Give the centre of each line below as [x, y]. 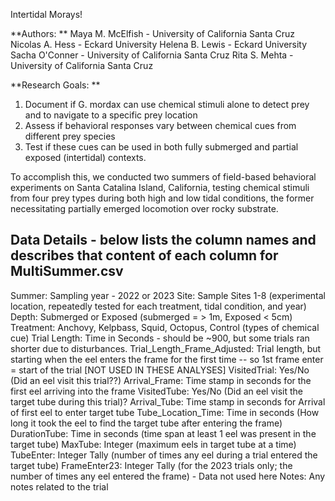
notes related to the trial [59, 486]
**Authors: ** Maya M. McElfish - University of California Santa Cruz [153, 33]
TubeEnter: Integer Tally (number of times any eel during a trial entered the [164, 455]
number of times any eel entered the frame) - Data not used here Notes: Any [168, 476]
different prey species [70, 136]
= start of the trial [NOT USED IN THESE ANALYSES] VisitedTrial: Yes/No [160, 370]
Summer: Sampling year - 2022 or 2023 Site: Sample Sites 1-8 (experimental [168, 295]
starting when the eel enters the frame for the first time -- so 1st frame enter [167, 359]
